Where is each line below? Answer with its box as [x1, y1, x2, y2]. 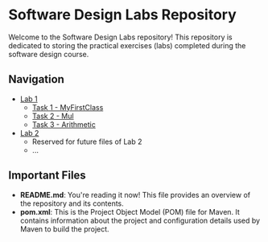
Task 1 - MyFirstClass [31, 102, 104, 112]
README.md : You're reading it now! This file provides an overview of [19, 190, 251, 199]
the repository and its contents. [19, 199, 125, 208]
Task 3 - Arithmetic [31, 119, 97, 129]
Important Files [8, 169, 86, 183]
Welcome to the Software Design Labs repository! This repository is [8, 32, 233, 42]
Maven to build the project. [19, 224, 110, 234]
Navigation [8, 72, 64, 86]
